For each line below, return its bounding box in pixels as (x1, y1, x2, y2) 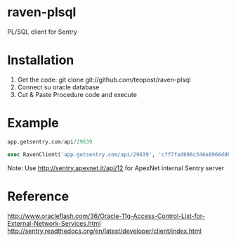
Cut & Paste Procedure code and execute (17, 90, 137, 98)
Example (7, 115, 59, 131)
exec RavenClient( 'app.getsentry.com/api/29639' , (7, 151, 156, 158)
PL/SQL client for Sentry (7, 27, 77, 36)
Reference (7, 188, 69, 204)
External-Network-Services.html (7, 219, 101, 227)
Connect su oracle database (17, 82, 100, 91)
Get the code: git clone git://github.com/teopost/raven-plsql (17, 75, 191, 84)
